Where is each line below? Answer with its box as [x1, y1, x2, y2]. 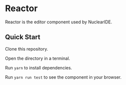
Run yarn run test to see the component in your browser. [5, 74, 122, 80]
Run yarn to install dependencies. [5, 65, 72, 70]
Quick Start [5, 33, 41, 41]
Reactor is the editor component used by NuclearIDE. [5, 19, 112, 25]
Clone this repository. [5, 46, 48, 51]
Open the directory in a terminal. [5, 55, 70, 61]
